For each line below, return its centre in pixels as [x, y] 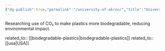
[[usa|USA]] [17, 43]
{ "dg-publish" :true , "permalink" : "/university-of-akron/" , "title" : [74, 9]
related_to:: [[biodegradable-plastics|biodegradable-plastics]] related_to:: [79, 38]
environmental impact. [28, 28]
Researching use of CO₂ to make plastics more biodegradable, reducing [78, 23]
